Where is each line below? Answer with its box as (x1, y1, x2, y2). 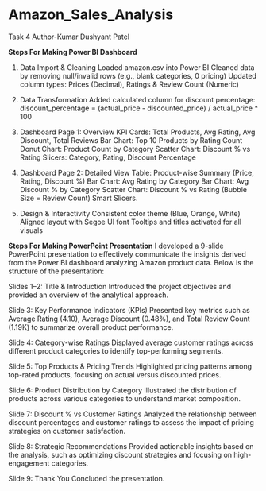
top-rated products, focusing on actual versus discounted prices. (8, 369, 222, 379)
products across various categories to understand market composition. (8, 393, 241, 403)
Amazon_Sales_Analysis (8, 6, 174, 24)
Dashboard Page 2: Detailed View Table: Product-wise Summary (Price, (19, 168, 254, 177)
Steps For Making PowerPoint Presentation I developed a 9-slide (8, 241, 224, 250)
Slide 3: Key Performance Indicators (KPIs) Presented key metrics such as (8, 305, 250, 315)
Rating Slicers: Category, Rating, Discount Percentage (19, 153, 197, 162)
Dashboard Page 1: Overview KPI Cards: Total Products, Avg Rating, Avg (19, 127, 256, 137)
